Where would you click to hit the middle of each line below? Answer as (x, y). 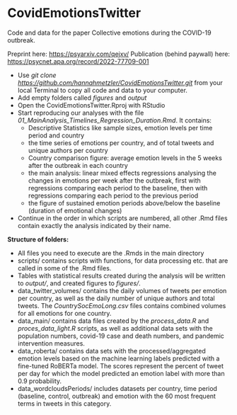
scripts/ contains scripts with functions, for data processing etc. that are (123, 261)
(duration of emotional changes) (75, 210)
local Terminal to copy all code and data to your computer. (102, 90)
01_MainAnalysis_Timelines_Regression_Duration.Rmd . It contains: (115, 120)
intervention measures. (51, 343)
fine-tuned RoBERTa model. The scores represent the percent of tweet (121, 365)
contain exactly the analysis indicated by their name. (94, 225)
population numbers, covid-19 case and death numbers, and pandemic (121, 336)
